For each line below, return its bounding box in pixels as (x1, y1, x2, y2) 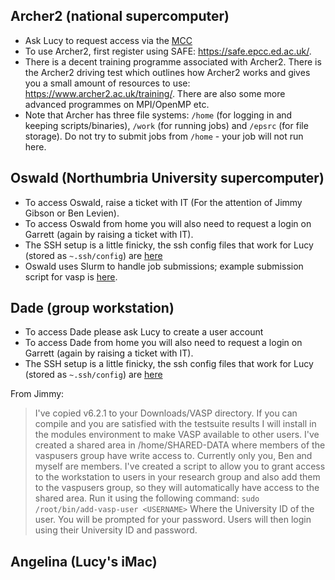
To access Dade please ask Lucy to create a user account (24, 326, 264, 338)
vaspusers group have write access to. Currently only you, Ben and (34, 450, 313, 462)
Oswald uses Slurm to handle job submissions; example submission (24, 260, 304, 272)
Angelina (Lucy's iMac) (10, 553, 158, 570)
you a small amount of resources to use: (24, 77, 191, 89)
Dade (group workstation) (10, 300, 175, 317)
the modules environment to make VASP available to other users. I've (34, 429, 320, 441)
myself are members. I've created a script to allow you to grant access (34, 460, 326, 473)
